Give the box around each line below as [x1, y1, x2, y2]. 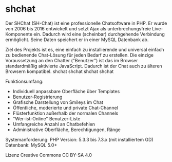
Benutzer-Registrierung [12, 94, 63, 100]
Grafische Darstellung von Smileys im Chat [12, 99, 104, 105]
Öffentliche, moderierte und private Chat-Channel [12, 104, 118, 111]
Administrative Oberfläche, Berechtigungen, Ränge [12, 127, 121, 133]
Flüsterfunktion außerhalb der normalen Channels [12, 110, 119, 116]
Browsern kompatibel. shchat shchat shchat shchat [5, 68, 114, 75]
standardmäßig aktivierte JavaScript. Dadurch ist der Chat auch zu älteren [5, 63, 163, 69]
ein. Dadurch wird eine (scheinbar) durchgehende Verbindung [33, 31, 165, 37]
